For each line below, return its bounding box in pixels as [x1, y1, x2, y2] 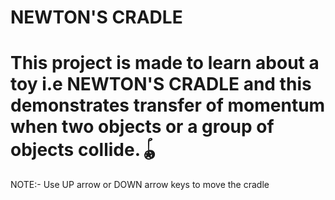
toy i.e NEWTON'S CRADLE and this [10, 73, 312, 96]
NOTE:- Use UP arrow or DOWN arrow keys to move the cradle [10, 179, 270, 191]
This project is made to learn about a [10, 52, 320, 75]
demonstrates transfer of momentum [10, 94, 326, 117]
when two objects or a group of [10, 116, 275, 138]
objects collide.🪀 [10, 139, 159, 161]
